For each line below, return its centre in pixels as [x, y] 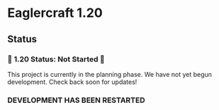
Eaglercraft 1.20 [55, 13]
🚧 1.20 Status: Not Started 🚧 [56, 59]
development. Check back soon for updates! [72, 82]
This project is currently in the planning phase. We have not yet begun [110, 74]
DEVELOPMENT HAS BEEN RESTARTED [76, 100]
